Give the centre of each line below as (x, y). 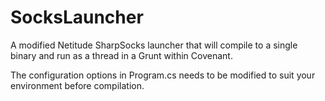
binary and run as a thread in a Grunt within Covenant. (121, 55)
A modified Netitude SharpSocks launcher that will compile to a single (154, 45)
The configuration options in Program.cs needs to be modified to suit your (163, 75)
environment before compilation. (77, 85)
